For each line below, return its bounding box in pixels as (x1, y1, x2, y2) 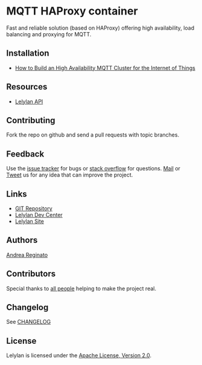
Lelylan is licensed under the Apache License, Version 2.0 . (6, 352, 152, 359)
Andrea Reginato (6, 251, 48, 258)
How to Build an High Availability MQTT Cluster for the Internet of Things (14, 64, 196, 71)
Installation (6, 48, 49, 59)
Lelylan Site (14, 218, 44, 225)
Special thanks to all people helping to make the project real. (6, 285, 157, 292)
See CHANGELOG (6, 318, 51, 326)
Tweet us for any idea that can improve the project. (6, 171, 133, 179)
